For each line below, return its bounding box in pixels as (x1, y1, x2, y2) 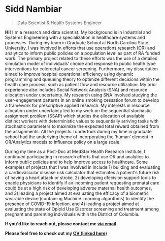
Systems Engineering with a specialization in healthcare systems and (5, 34, 145, 40)
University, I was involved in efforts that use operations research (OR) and (5, 45, 155, 51)
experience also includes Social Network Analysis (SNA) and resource (5, 87, 148, 92)
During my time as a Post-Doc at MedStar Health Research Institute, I (5, 149, 145, 154)
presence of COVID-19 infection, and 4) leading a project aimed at (5, 201, 139, 207)
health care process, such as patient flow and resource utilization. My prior (5, 81, 158, 87)
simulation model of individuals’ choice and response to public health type (5, 60, 156, 66)
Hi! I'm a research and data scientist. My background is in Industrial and (5, 29, 151, 35)
